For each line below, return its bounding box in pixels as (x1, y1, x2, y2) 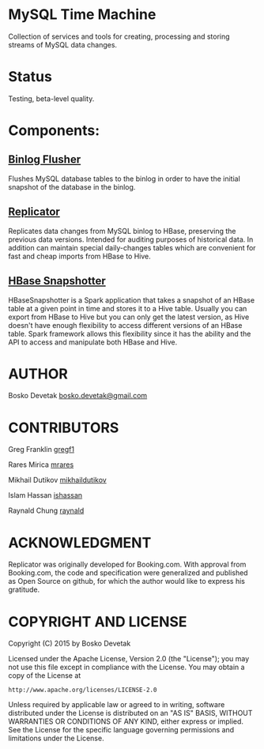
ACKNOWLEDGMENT (8, 533, 152, 551)
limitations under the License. (8, 733, 104, 743)
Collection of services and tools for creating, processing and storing (8, 32, 231, 41)
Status (8, 68, 53, 86)
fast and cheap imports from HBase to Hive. (8, 251, 152, 261)
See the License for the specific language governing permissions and (8, 725, 235, 735)
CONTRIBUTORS (8, 419, 119, 436)
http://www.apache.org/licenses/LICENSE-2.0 (8, 686, 157, 694)
